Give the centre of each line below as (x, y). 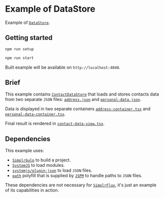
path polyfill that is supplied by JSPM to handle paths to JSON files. (77, 176)
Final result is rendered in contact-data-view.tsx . (55, 123)
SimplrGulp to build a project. (41, 160)
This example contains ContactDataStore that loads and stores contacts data (82, 94)
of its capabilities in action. (32, 190)
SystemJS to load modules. (38, 165)
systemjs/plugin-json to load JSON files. (52, 170)
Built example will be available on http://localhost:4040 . (63, 67)
